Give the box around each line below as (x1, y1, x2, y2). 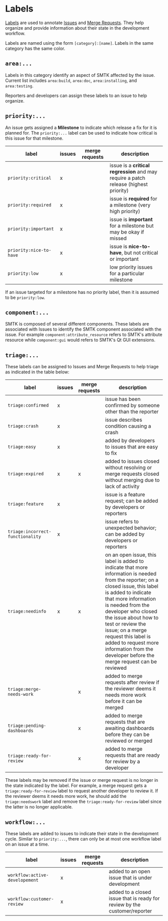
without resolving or (104, 464, 152, 471)
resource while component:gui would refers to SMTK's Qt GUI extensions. (5, 337, 156, 343)
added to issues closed (104, 458, 160, 465)
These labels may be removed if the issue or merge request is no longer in (5, 777, 158, 783)
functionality (7, 534, 41, 540)
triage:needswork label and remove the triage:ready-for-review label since (5, 798, 161, 804)
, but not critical (121, 249, 158, 256)
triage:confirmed (7, 402, 49, 408)
